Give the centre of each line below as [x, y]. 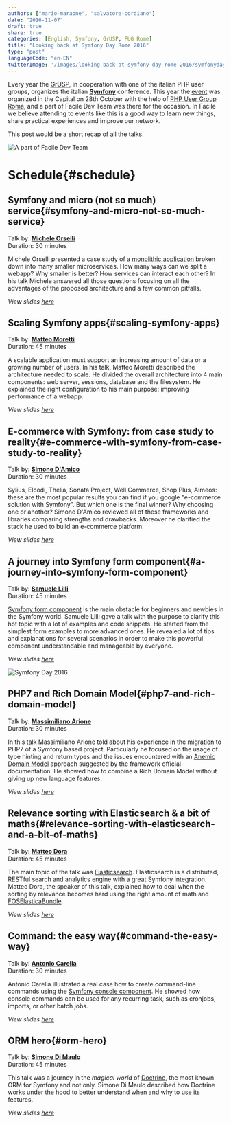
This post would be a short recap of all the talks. [76, 134]
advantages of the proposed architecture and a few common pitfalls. [105, 288]
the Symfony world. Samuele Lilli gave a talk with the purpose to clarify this [114, 617]
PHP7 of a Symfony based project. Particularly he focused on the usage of [113, 749]
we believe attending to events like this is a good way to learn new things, [112, 113]
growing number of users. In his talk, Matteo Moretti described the [101, 367]
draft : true [25, 26]
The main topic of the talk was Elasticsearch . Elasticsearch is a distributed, [113, 872]
